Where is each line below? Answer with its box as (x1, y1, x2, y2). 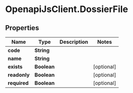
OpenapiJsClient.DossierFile (5, 4, 128, 15)
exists (8, 63, 23, 70)
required (8, 79, 29, 86)
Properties (5, 24, 39, 32)
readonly (8, 71, 30, 78)
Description (59, 39, 89, 45)
